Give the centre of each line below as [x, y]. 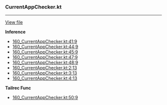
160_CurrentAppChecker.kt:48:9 [45, 62]
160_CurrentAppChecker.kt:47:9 [45, 57]
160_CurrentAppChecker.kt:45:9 [45, 52]
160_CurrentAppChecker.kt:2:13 [44, 68]
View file [14, 22]
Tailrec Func [18, 88]
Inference [15, 32]
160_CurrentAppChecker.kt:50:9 [45, 98]
